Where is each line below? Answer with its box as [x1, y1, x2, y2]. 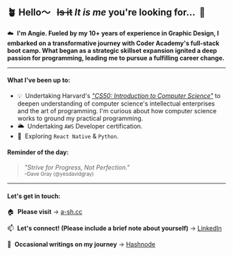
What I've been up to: [7, 76, 71, 85]
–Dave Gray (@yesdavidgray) [24, 171, 94, 178]
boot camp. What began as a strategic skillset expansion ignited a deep [7, 46, 217, 54]
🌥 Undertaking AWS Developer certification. [17, 122, 143, 131]
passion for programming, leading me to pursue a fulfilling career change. [7, 54, 225, 62]
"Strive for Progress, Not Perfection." [24, 163, 130, 172]
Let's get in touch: [7, 192, 61, 200]
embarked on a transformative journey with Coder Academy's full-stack [7, 39, 220, 47]
